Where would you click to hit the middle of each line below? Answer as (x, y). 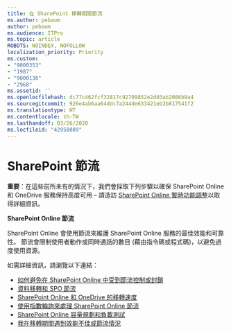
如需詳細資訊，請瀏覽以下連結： (53, 265)
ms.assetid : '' (29, 91)
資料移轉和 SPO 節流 (46, 289)
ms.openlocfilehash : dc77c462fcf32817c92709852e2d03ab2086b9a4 (101, 98)
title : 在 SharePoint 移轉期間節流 (55, 14)
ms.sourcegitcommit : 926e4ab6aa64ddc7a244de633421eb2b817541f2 (101, 104)
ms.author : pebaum (34, 20)
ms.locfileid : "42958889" (44, 130)
